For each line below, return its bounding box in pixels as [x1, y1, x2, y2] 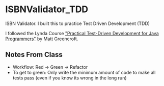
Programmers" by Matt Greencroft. [5, 36, 78, 42]
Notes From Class [5, 50, 63, 59]
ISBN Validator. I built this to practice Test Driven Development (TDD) [5, 20, 150, 26]
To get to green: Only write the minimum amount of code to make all [12, 69, 156, 75]
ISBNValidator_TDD [5, 4, 89, 15]
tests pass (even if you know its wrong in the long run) [12, 75, 127, 81]
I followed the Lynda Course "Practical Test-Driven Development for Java [5, 30, 159, 36]
